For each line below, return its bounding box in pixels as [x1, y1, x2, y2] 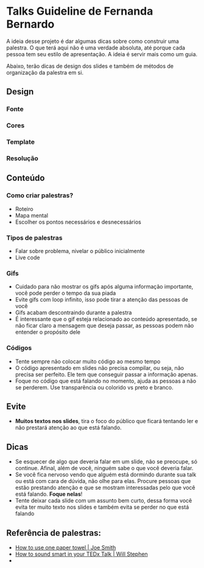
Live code [15, 254, 40, 261]
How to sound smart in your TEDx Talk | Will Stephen [15, 550, 148, 558]
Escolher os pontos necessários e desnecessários [15, 218, 141, 226]
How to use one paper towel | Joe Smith [15, 544, 116, 551]
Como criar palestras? [6, 191, 74, 200]
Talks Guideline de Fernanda [6, 4, 153, 18]
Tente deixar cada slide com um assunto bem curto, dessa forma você [15, 497, 192, 504]
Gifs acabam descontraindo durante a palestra [15, 309, 132, 316]
